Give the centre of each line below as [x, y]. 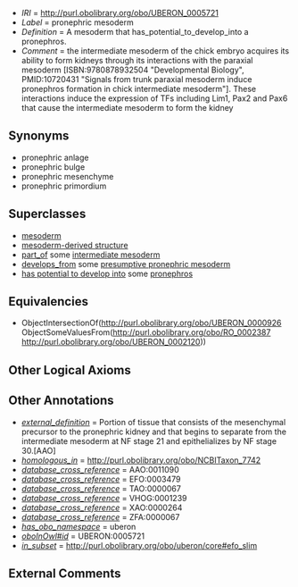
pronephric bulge [53, 167]
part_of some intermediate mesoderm [91, 255]
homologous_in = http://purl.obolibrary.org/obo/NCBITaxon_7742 [141, 460]
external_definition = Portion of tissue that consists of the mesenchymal [153, 422]
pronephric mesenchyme [67, 176]
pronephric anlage [55, 157]
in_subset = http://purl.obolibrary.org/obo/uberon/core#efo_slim [139, 545]
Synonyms [39, 136]
